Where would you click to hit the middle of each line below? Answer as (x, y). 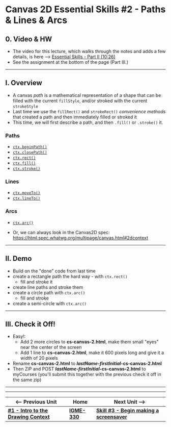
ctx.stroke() (26, 169)
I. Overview (24, 83)
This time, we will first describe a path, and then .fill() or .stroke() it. (88, 122)
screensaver (111, 417)
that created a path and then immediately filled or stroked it (75, 117)
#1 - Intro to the (28, 411)
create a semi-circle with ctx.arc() (49, 303)
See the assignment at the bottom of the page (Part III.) (70, 62)
